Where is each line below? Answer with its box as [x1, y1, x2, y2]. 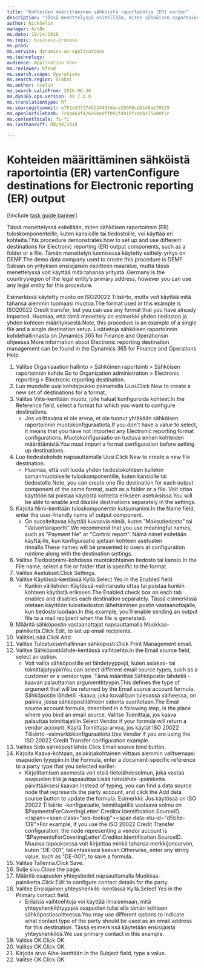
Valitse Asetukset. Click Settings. [15, 570, 96, 577]
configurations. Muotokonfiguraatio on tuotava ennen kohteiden [24, 434, 184, 442]
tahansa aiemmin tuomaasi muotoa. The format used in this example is [7, 300, 181, 307]
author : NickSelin [7, 20, 53, 26]
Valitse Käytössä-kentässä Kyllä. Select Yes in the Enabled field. [15, 576, 174, 583]
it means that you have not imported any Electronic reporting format [24, 428, 194, 435]
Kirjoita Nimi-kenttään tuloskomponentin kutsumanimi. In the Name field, [15, 505, 196, 513]
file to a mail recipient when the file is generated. [24, 614, 146, 622]
